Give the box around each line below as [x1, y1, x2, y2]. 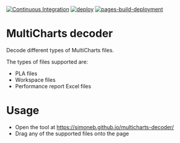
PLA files [14, 70, 37, 77]
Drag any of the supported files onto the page [14, 130, 129, 137]
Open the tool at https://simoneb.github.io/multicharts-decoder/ [14, 123, 174, 130]
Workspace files [14, 76, 56, 84]
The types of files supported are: [6, 58, 89, 65]
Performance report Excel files [14, 82, 92, 90]
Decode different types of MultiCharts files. [6, 46, 114, 53]
